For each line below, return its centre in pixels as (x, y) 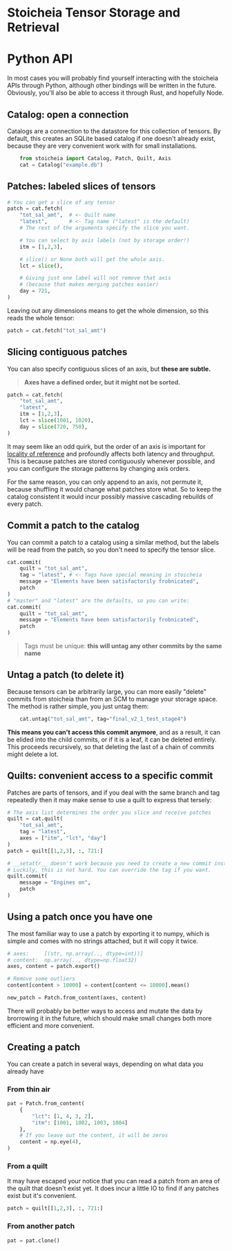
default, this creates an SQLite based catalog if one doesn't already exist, (112, 138)
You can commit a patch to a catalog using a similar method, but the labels (113, 542)
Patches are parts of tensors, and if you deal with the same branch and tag (114, 793)
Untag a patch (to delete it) (66, 675)
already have (26, 1071)
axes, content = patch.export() (54, 967)
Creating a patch (44, 1047)
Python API (40, 59)
